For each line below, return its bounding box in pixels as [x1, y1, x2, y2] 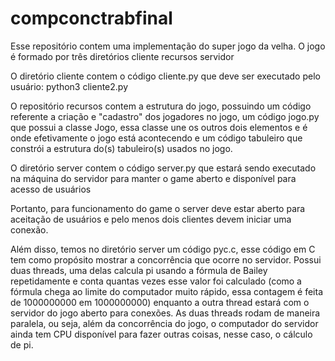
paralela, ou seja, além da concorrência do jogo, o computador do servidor [10, 317, 319, 329]
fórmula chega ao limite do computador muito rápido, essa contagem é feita [10, 285, 324, 297]
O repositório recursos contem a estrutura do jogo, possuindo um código [10, 100, 312, 112]
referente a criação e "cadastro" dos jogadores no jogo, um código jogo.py [10, 110, 320, 122]
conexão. [10, 223, 49, 236]
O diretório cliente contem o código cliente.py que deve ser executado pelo [10, 70, 321, 82]
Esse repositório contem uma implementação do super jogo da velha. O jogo [10, 40, 326, 52]
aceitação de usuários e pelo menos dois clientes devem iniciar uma [10, 213, 292, 225]
